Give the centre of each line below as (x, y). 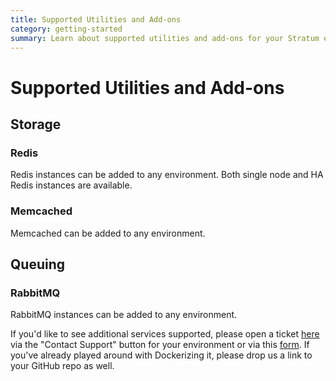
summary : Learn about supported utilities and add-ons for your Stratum (165, 38)
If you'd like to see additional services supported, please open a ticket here (165, 334)
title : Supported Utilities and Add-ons (96, 19)
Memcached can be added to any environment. (108, 233)
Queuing (38, 264)
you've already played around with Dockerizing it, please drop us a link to (161, 355)
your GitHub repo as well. (62, 366)
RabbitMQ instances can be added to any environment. (124, 315)
